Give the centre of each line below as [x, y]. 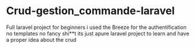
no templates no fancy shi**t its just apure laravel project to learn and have [98, 33]
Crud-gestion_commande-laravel [91, 11]
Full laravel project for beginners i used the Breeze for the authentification [97, 27]
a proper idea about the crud [41, 40]
